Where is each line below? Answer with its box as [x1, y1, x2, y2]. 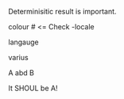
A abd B [8, 68, 34, 78]
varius [8, 53, 29, 62]
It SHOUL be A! [8, 83, 58, 93]
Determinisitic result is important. [8, 7, 117, 16]
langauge [8, 37, 39, 47]
